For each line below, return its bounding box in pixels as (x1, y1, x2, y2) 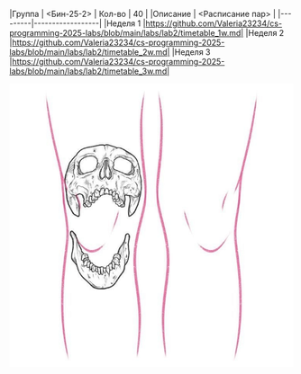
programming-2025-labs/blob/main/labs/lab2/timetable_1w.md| (9, 28, 244, 38)
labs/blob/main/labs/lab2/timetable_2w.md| (9, 47, 170, 58)
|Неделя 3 (171, 47, 211, 58)
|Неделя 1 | (103, 18, 146, 29)
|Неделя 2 (245, 28, 285, 38)
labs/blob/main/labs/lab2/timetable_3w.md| (9, 66, 170, 76)
